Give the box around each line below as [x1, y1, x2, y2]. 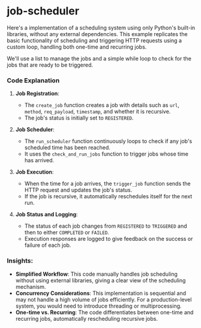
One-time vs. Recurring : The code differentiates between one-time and [15, 308, 194, 316]
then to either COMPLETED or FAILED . [24, 229, 110, 236]
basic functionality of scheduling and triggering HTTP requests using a [7, 37, 182, 44]
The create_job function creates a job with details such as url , [24, 102, 179, 109]
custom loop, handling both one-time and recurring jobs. [7, 43, 147, 50]
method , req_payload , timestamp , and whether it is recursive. [24, 108, 171, 115]
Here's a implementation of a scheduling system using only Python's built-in [7, 24, 196, 31]
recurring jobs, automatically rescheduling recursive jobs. [15, 315, 158, 322]
